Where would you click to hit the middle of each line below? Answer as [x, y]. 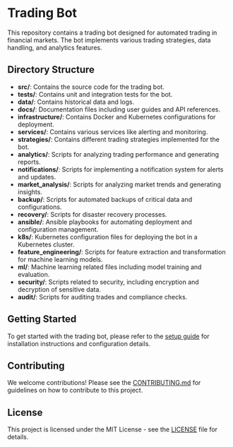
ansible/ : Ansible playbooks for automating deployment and [105, 222]
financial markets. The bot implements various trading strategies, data [109, 40]
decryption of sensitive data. [59, 289]
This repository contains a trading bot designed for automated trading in [112, 32]
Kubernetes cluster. [46, 244]
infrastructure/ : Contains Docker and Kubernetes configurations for [116, 117]
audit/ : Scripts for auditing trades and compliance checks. [102, 297]
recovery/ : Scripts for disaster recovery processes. [92, 214]
